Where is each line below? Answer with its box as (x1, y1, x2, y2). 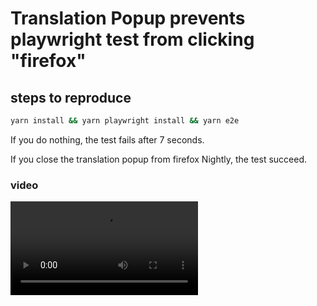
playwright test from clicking (10, 28, 255, 51)
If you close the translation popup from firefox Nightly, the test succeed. (10, 153, 307, 165)
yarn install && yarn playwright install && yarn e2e (10, 116, 240, 126)
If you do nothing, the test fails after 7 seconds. (10, 133, 205, 146)
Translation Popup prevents (10, 7, 246, 30)
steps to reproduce (10, 89, 132, 106)
